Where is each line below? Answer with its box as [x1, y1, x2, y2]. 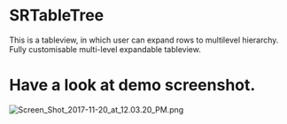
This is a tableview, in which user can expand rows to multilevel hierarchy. [9, 35, 279, 45]
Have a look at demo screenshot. [9, 75, 256, 96]
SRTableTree [9, 5, 105, 26]
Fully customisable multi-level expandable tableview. [9, 43, 201, 54]
